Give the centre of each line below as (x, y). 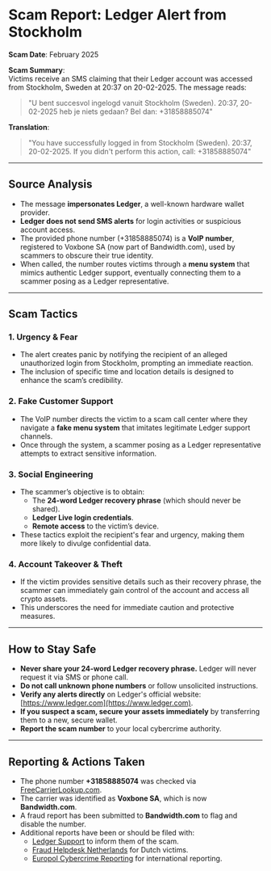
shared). (46, 509)
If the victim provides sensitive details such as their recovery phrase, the (141, 582)
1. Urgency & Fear (43, 337)
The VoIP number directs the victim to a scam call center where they (134, 419)
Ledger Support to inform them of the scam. (105, 841)
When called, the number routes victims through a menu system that (135, 263)
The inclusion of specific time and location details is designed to (127, 372)
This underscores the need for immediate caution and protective (127, 608)
